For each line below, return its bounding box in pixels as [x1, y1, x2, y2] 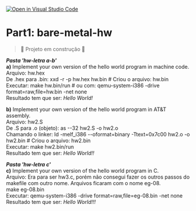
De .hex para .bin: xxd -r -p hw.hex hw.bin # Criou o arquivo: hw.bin [6, 75, 169, 82]
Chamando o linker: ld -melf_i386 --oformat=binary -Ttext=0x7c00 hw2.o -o [6, 130, 190, 138]
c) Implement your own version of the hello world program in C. [6, 167, 159, 174]
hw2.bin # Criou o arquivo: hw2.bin [6, 137, 91, 144]
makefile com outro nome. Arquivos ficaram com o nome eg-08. [6, 179, 161, 186]
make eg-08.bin [6, 186, 45, 193]
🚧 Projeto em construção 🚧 [20, 45, 85, 52]
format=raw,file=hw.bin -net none [6, 88, 87, 95]
